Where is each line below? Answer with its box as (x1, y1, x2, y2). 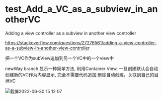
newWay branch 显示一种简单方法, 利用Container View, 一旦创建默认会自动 (5, 66, 159, 71)
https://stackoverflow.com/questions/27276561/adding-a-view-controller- (5, 39, 157, 45)
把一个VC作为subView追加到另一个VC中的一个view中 (5, 55, 114, 61)
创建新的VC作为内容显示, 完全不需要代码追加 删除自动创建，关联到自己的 (5, 71, 155, 77)
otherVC (5, 14, 41, 25)
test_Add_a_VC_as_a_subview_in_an (5, 3, 158, 15)
